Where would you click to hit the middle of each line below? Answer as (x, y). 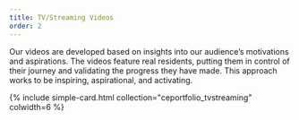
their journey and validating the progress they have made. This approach (143, 70)
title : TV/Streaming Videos (62, 17)
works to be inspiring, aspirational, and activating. (101, 80)
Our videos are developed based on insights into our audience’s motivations (149, 51)
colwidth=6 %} (37, 107)
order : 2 (26, 26)
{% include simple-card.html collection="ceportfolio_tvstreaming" (131, 97)
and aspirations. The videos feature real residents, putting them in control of (149, 61)
